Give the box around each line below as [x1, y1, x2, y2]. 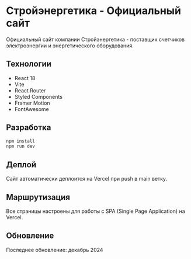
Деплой [6, 160, 37, 170]
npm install [6, 138, 35, 144]
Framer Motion [14, 99, 51, 106]
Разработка [6, 123, 51, 133]
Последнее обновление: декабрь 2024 [6, 246, 103, 253]
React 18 [14, 74, 36, 81]
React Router [14, 87, 46, 94]
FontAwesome [14, 105, 50, 112]
